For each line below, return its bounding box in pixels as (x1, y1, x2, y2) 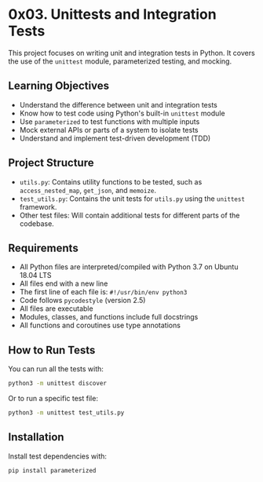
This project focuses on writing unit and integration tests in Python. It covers (8, 48, 255, 57)
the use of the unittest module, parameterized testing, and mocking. (8, 57, 232, 66)
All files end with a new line (19, 279, 108, 288)
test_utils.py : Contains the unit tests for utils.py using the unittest (19, 194, 246, 203)
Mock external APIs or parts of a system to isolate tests (19, 125, 199, 134)
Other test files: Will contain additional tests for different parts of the (19, 210, 240, 220)
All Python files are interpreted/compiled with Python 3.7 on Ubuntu (19, 262, 239, 272)
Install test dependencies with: (8, 451, 108, 461)
